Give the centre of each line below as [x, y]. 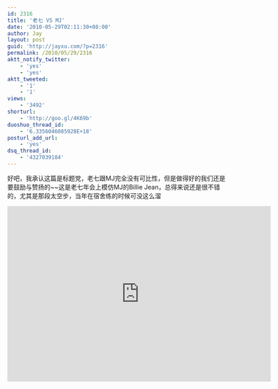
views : [17, 99]
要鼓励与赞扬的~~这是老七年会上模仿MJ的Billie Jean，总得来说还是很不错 [114, 187]
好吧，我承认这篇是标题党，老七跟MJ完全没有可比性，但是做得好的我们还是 [117, 178]
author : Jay [25, 33]
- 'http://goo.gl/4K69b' [56, 118]
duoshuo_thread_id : [36, 125]
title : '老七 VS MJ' [36, 20]
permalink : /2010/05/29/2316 [50, 53]
